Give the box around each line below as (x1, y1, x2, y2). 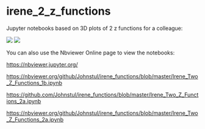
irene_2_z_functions (6, 4, 111, 18)
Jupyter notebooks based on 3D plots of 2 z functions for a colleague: (6, 24, 183, 32)
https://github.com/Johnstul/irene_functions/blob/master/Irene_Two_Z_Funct (6, 90, 199, 98)
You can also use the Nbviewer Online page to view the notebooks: (6, 49, 175, 56)
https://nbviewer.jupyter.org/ (6, 61, 78, 68)
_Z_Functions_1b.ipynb (6, 79, 62, 86)
